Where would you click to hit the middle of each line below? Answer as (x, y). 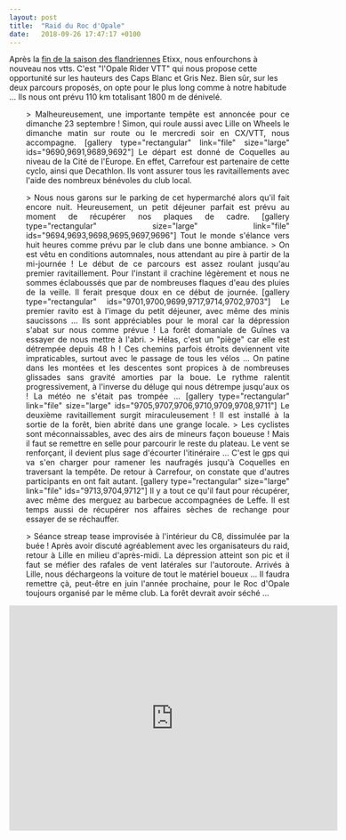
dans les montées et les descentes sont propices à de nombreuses (158, 368)
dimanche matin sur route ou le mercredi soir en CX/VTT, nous (158, 133)
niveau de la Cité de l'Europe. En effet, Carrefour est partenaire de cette (158, 162)
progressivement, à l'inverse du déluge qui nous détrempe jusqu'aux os (158, 387)
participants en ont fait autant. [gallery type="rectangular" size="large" (158, 481)
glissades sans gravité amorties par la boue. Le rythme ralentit (158, 377)
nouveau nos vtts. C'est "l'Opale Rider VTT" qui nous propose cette (133, 69)
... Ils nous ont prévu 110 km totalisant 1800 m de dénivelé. (116, 97)
